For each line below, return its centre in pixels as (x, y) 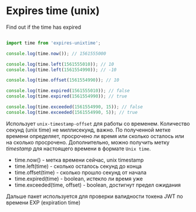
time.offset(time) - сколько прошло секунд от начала (80, 172)
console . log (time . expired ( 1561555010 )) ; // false (68, 91)
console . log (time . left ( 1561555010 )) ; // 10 (60, 64)
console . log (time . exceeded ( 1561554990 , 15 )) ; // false (75, 107)
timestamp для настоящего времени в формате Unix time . (79, 149)
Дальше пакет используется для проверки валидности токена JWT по (94, 196)
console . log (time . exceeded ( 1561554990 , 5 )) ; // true (72, 112)
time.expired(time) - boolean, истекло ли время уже (79, 179)
